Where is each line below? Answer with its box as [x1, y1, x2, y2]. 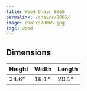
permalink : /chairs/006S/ [6, 14, 70, 20]
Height [9, 65, 28, 73]
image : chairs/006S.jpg [6, 20, 65, 26]
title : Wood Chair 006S [6, 8, 65, 15]
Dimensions [6, 47, 51, 57]
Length [57, 65, 78, 73]
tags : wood [6, 25, 33, 32]
